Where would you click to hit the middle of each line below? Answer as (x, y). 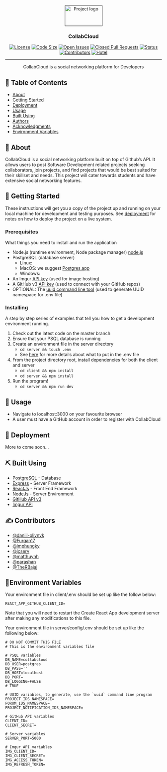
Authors (20, 121)
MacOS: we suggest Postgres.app (55, 268)
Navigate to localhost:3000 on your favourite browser (67, 414)
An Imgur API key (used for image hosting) (56, 279)
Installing (17, 307)
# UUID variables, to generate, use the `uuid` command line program (79, 695)
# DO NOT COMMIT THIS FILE (33, 642)
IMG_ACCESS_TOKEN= (24, 760)
